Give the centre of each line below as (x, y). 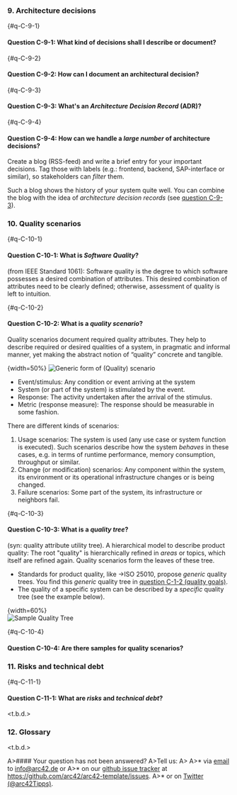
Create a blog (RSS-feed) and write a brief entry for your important (105, 162)
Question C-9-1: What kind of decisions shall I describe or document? (112, 42)
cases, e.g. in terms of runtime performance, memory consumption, (116, 454)
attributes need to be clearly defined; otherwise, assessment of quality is (114, 286)
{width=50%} (27, 368)
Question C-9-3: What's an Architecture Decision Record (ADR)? (104, 106)
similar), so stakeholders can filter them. (66, 176)
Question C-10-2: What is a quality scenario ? (75, 324)
